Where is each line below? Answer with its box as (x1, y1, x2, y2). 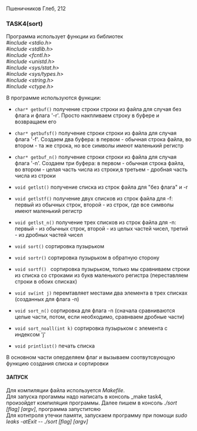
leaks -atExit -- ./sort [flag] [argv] (6, 417, 88, 425)
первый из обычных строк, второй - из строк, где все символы (14, 201, 174, 208)
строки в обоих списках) (14, 278, 78, 285)
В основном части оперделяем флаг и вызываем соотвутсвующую (6, 354, 175, 361)
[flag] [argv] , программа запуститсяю (6, 405, 101, 412)
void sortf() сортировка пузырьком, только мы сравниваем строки (14, 266, 190, 273)
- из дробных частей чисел (14, 232, 84, 239)
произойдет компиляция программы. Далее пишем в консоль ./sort (6, 399, 178, 406)
